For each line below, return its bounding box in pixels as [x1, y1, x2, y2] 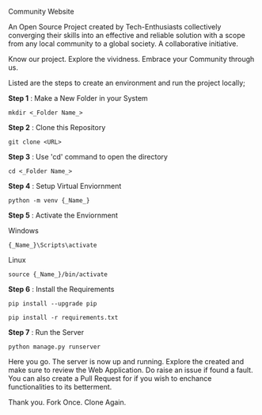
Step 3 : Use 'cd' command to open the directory [8, 152, 169, 161]
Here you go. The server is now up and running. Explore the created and [8, 357, 245, 366]
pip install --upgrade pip [8, 300, 97, 308]
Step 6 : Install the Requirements [8, 285, 115, 294]
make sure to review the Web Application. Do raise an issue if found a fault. [8, 365, 253, 375]
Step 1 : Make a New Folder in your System [8, 94, 148, 102]
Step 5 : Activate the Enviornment [8, 210, 119, 220]
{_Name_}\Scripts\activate [8, 241, 97, 249]
